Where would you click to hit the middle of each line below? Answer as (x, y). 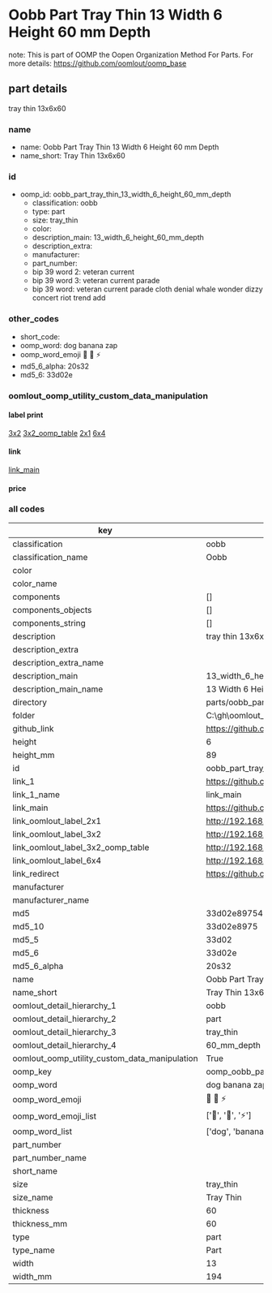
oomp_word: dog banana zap (69, 345)
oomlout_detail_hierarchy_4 (64, 1045)
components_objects (52, 610)
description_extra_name (58, 662)
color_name (35, 584)
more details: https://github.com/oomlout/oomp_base (98, 63)
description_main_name (58, 689)
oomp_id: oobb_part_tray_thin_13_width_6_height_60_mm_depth (125, 194)
